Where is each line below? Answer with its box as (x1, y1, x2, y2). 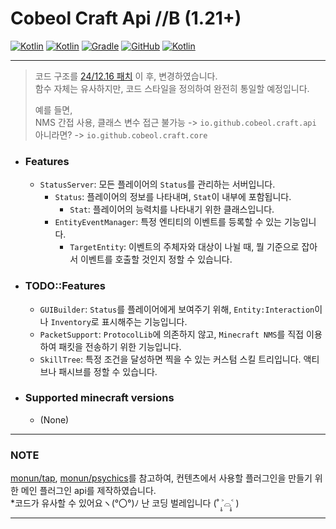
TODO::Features (24, 279, 107, 293)
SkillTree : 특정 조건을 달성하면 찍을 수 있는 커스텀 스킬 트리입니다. (39, 353, 302, 365)
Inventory (50, 317, 92, 327)
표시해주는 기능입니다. (101, 315, 188, 327)
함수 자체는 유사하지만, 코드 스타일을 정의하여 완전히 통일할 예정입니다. (34, 82, 310, 94)
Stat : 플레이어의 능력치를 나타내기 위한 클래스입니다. (69, 203, 275, 216)
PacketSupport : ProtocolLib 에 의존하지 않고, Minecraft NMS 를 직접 (39, 328, 305, 340)
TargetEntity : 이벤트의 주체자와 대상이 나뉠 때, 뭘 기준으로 (69, 241, 300, 253)
